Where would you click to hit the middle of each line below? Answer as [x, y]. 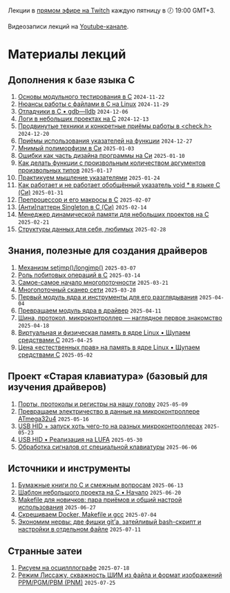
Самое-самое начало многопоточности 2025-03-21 [93, 282]
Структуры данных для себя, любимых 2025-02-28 [92, 229]
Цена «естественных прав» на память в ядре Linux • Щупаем [109, 347]
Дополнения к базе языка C [71, 80]
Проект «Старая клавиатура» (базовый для [108, 377]
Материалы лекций [67, 54]
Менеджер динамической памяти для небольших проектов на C [113, 214]
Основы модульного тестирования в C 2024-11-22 [91, 97]
